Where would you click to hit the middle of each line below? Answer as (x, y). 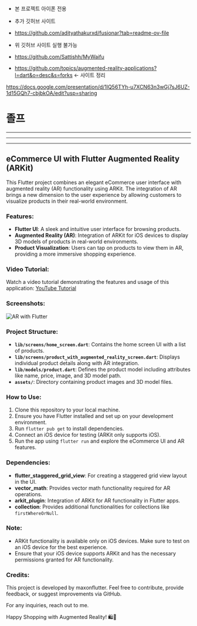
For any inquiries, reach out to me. (47, 605)
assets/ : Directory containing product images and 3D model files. (94, 381)
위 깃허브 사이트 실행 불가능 (46, 45)
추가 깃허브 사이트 (35, 21)
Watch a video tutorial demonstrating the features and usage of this (88, 282)
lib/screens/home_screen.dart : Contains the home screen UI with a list (100, 344)
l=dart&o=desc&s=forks (44, 75)
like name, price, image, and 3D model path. (68, 376)
